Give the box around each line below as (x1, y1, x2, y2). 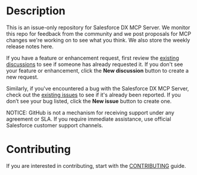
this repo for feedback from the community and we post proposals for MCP (6, 30, 192, 37)
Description (6, 4, 66, 18)
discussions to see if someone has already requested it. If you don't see (6, 61, 183, 68)
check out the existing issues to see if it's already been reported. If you (6, 91, 181, 98)
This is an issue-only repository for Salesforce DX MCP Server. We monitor (6, 24, 190, 31)
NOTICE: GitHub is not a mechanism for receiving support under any (6, 109, 175, 116)
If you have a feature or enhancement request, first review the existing (6, 54, 179, 61)
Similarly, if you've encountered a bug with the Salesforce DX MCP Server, (6, 85, 189, 92)
